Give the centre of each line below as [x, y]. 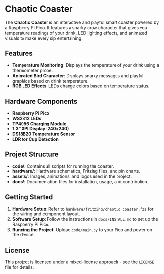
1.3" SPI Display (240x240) [40, 128]
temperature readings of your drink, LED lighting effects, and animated [76, 33]
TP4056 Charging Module [39, 124]
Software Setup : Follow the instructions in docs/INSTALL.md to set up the [85, 219]
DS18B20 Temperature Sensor [44, 134]
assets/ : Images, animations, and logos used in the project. [72, 176]
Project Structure [32, 154]
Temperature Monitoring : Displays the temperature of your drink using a [85, 65]
